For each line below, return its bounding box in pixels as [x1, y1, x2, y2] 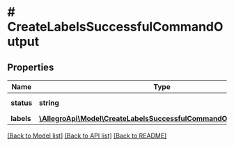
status [10, 98, 33, 108]
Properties [7, 61, 54, 73]
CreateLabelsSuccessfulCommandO [7, 19, 224, 35]
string [38, 98, 59, 108]
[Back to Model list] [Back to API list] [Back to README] [7, 131, 167, 140]
